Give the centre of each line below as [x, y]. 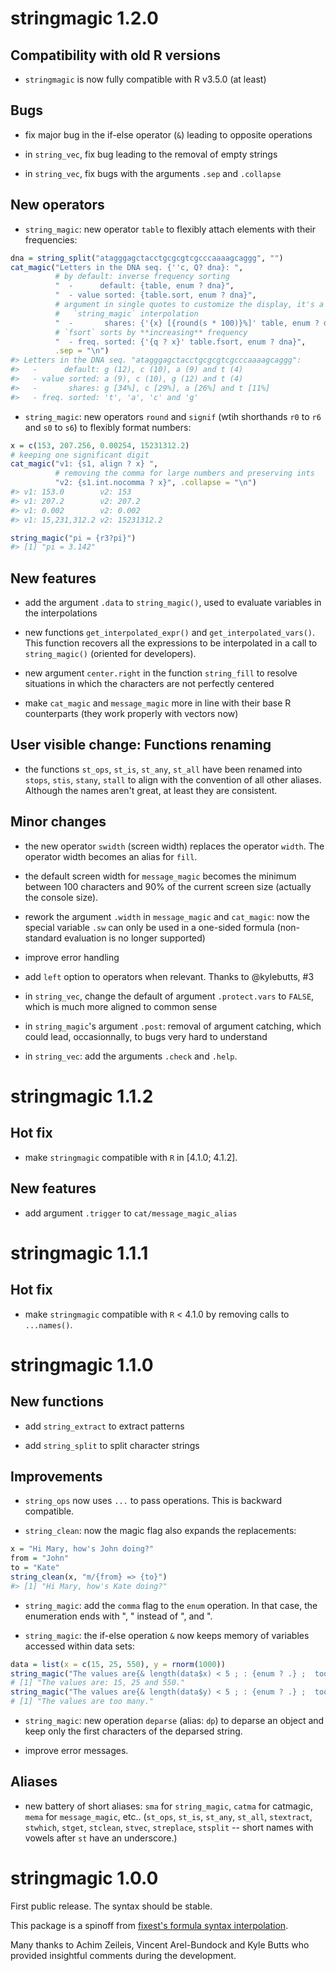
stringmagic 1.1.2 [82, 1096]
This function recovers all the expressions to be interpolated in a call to [171, 643]
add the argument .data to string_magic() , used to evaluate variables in [173, 603]
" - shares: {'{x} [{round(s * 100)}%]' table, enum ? [187, 323]
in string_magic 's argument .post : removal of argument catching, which [173, 1026]
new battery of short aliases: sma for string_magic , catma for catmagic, [168, 1806]
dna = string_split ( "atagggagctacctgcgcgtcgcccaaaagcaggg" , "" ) [147, 258]
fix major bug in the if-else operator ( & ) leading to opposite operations [168, 134]
